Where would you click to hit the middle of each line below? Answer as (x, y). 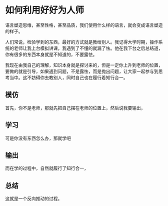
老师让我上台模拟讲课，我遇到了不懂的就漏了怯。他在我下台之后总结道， (88, 48)
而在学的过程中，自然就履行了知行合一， (47, 168)
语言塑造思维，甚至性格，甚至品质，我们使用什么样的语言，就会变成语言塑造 (84, 25)
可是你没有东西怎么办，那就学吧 (38, 138)
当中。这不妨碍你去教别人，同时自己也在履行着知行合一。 (68, 77)
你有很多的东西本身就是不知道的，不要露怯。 (51, 54)
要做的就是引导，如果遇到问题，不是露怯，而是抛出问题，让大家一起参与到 (82, 71)
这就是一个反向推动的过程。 (34, 198)
